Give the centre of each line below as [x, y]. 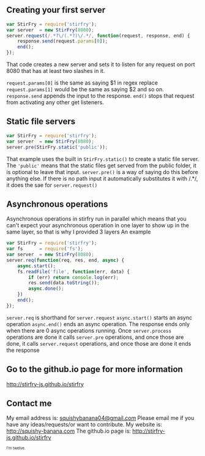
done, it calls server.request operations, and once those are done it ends [99, 343]
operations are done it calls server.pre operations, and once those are [95, 337]
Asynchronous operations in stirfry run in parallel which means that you [96, 219]
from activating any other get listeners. [55, 102]
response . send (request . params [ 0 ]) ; [63, 41]
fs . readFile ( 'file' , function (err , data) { [74, 272]
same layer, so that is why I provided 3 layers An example [79, 232]
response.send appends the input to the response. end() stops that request [100, 96]
